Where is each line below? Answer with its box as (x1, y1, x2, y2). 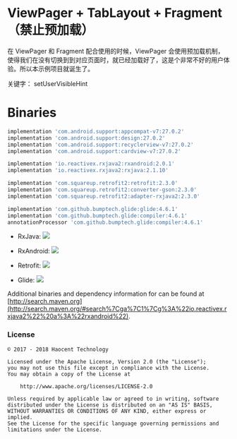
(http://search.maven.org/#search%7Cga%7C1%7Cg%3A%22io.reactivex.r (7, 305, 227, 313)
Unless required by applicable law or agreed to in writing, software (7, 395, 219, 402)
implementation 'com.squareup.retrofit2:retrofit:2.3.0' (7, 180, 178, 187)
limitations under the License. (7, 426, 102, 433)
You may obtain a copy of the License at (7, 371, 131, 378)
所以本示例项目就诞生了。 (19, 64, 94, 73)
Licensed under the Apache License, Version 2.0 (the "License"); (7, 358, 207, 365)
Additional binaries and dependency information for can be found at (7, 289, 205, 298)
